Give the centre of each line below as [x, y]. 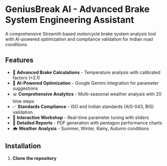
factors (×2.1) [26, 77]
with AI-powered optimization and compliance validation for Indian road [79, 39]
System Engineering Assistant [70, 20]
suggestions [25, 88]
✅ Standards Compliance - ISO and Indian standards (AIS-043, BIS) [83, 106]
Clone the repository [34, 158]
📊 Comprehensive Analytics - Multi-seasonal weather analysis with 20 [87, 94]
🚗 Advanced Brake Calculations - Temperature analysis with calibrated [86, 72]
